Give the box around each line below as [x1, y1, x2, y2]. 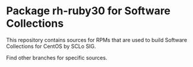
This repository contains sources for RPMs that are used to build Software [6, 36, 188, 43]
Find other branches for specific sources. [6, 54, 107, 61]
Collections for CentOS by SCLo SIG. [6, 43, 96, 50]
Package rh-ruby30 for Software [6, 4, 171, 18]
